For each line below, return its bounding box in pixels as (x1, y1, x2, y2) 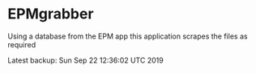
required (7, 39, 36, 49)
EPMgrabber (7, 5, 94, 23)
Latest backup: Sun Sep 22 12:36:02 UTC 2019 (7, 55, 164, 65)
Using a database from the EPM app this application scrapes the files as (7, 31, 248, 41)
